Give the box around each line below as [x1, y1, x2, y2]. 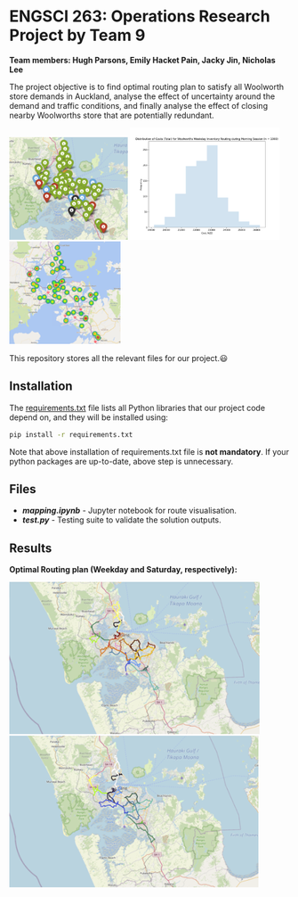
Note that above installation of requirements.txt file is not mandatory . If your [9, 446, 289, 457]
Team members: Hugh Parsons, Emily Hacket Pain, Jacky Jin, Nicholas [9, 54, 276, 65]
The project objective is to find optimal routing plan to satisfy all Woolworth [9, 81, 285, 92]
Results [9, 540, 52, 555]
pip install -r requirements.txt [9, 430, 133, 439]
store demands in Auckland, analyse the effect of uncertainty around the [9, 91, 276, 102]
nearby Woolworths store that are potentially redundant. [9, 110, 215, 120]
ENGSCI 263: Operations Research [9, 6, 270, 27]
